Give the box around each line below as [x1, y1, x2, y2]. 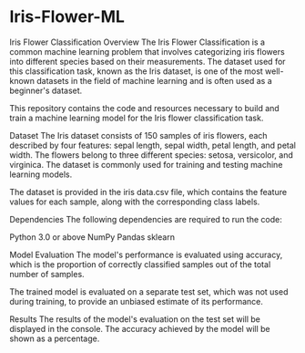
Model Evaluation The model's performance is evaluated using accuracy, [9, 249, 283, 260]
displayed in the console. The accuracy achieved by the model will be [9, 323, 270, 334]
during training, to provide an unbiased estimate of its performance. [9, 296, 264, 306]
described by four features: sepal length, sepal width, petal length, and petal [9, 140, 296, 151]
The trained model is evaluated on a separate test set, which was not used [9, 286, 289, 297]
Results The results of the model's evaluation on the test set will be [9, 313, 261, 325]
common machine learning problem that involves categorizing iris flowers [9, 46, 285, 57]
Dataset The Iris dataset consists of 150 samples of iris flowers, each [9, 130, 268, 140]
